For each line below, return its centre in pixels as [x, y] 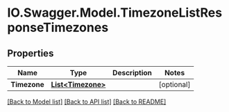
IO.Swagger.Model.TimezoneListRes [115, 13]
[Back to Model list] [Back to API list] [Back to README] [87, 102]
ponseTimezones [58, 27]
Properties [31, 53]
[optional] [175, 85]
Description [132, 73]
